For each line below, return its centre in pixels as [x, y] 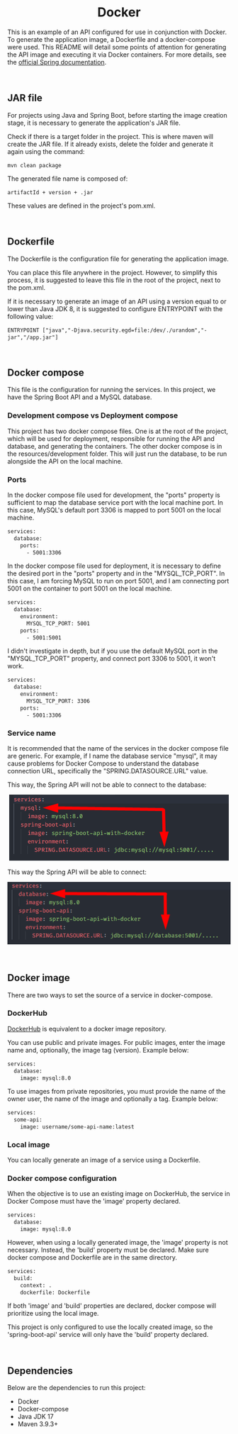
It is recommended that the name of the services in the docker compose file [118, 749]
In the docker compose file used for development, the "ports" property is [114, 495]
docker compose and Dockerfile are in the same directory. [92, 1257]
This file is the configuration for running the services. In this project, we [112, 390]
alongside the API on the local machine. [65, 461]
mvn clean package [34, 165]
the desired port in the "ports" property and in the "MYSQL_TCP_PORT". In [116, 573]
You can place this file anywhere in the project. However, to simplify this [112, 272]
